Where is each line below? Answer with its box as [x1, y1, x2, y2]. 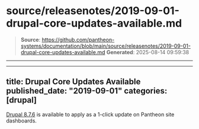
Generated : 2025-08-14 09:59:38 [106, 48, 190, 55]
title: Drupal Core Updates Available [6, 77, 141, 87]
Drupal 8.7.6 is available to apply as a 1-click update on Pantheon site [6, 111, 175, 118]
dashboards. [6, 117, 37, 124]
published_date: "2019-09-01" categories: [6, 86, 168, 96]
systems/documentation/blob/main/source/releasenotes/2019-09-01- [20, 42, 191, 49]
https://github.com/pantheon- [41, 36, 115, 43]
